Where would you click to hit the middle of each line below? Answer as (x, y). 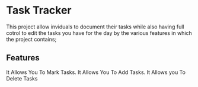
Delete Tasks (22, 78)
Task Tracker (39, 10)
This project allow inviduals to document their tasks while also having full (95, 27)
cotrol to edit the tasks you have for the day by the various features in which (99, 33)
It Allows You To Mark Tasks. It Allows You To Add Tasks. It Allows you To (96, 72)
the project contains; (31, 39)
